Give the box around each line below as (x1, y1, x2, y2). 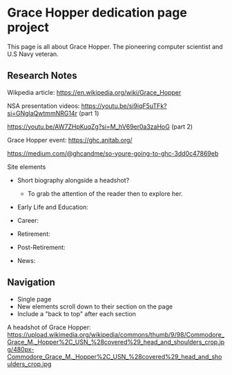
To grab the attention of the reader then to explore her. (27, 189, 183, 198)
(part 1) (79, 109, 99, 117)
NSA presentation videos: (7, 102, 80, 110)
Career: (17, 216, 39, 224)
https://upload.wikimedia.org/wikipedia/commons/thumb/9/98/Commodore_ (7, 330, 224, 338)
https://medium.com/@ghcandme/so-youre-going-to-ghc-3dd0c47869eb (7, 149, 219, 157)
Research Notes (7, 70, 77, 82)
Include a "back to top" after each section (17, 309, 137, 318)
